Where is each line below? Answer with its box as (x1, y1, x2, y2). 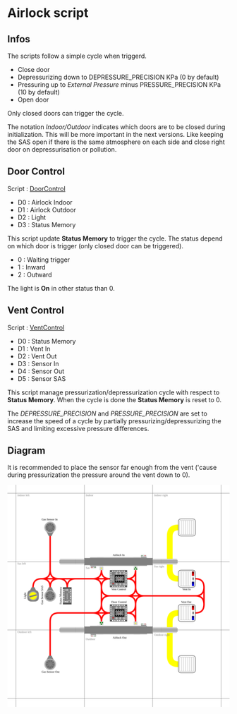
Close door (17, 66, 50, 73)
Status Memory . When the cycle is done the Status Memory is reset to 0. (7, 395, 222, 404)
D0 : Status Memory (17, 337, 76, 345)
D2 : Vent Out (17, 351, 57, 361)
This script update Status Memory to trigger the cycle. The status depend (7, 234, 223, 243)
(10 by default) (17, 88, 60, 96)
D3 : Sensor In (17, 359, 59, 368)
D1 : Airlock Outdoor (17, 205, 76, 214)
